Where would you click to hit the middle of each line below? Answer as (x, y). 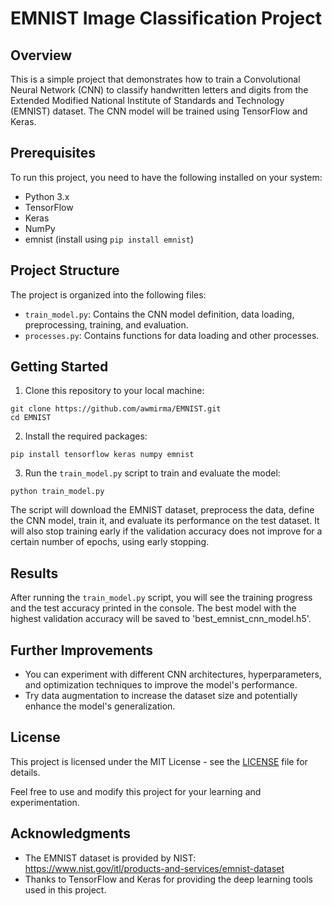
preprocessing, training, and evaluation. (106, 324)
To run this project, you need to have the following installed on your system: (166, 177)
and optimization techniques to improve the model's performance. (161, 685)
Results (34, 573)
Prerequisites (53, 153)
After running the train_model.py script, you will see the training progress (161, 598)
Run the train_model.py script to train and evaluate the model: (152, 473)
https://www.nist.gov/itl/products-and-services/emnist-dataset (154, 868)
